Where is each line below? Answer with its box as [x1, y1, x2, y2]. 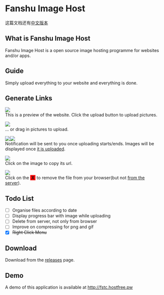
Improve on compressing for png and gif [12, 224, 94, 230]
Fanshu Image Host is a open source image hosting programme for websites [5, 47, 159, 53]
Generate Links [5, 94, 52, 102]
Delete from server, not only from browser [12, 218, 97, 224]
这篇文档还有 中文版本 [5, 20, 48, 26]
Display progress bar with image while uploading [12, 213, 111, 219]
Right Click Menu [12, 229, 47, 236]
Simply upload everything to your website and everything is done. [5, 80, 138, 86]
